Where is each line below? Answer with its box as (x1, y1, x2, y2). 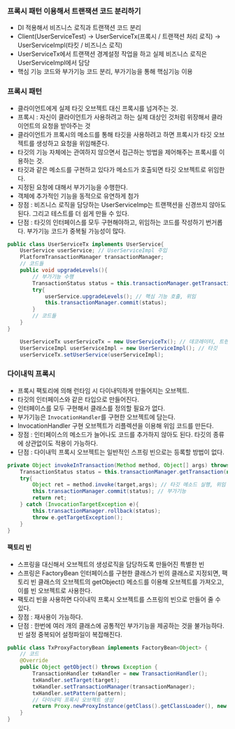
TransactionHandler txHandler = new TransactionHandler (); (32, 670, 208, 678)
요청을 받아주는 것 (41, 121, 91, 130)
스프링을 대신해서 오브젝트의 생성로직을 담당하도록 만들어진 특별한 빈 (17, 560, 205, 568)
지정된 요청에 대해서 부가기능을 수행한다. (17, 182, 128, 191)
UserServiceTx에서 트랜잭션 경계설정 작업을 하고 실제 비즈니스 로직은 (17, 50, 208, 58)
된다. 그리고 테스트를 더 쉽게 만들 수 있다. (17, 209, 129, 218)
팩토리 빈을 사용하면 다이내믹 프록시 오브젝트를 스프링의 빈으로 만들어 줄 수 (17, 595, 222, 603)
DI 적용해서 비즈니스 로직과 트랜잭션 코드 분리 (17, 23, 142, 32)
